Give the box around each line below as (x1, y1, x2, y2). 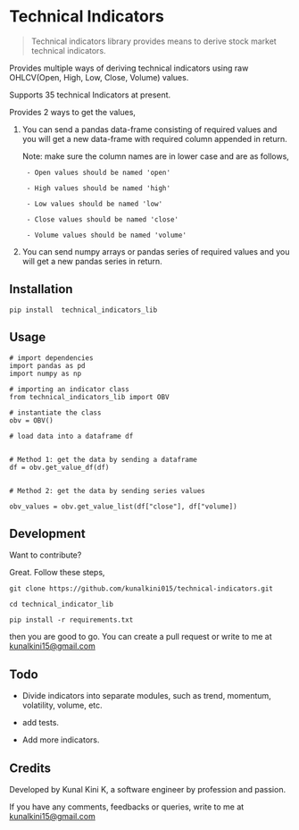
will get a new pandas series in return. (21, 256, 162, 266)
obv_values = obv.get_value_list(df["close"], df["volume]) (9, 502, 238, 511)
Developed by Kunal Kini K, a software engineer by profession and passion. (9, 784, 287, 794)
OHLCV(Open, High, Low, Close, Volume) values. (9, 71, 189, 82)
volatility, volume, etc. (21, 700, 103, 711)
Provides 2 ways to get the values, (9, 106, 137, 117)
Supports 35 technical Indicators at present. (9, 89, 171, 100)
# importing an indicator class (9, 384, 129, 394)
